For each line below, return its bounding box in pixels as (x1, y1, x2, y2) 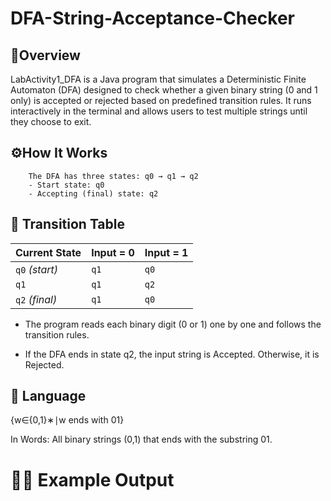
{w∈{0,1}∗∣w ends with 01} (10, 414, 125, 426)
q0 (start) (15, 262, 59, 276)
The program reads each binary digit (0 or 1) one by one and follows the (24, 318, 322, 330)
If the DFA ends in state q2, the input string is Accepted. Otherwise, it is (24, 348, 320, 360)
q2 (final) (15, 292, 58, 306)
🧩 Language (10, 388, 87, 405)
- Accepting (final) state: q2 (28, 188, 159, 199)
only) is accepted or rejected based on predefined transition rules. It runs (10, 95, 312, 106)
